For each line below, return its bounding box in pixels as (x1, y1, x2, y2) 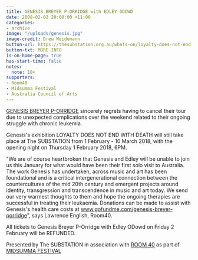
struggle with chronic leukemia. (6, 119, 82, 127)
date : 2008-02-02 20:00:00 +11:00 (6, 14, 91, 20)
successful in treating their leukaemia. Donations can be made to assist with (6, 199, 191, 206)
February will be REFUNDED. (6, 229, 76, 236)
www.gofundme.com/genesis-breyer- (80, 205, 173, 213)
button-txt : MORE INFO (6, 47, 62, 53)
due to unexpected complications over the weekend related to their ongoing (6, 113, 190, 121)
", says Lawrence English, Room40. (27, 212, 113, 219)
